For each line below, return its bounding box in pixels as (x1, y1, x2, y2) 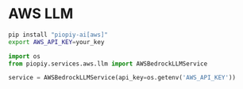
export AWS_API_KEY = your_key (8, 38, 105, 46)
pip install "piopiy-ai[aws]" (8, 31, 109, 39)
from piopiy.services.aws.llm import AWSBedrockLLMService (8, 60, 208, 68)
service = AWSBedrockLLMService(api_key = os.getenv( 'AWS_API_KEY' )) (8, 74, 237, 82)
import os (8, 52, 41, 60)
